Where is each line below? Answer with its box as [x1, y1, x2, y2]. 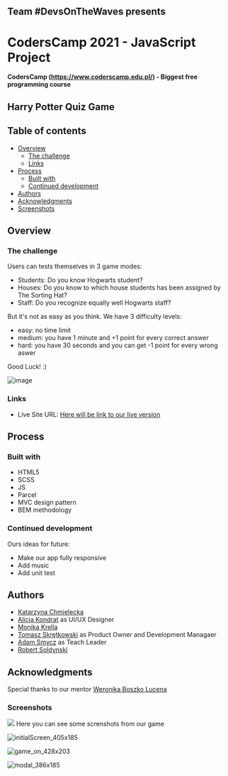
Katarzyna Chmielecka [17, 608, 84, 616]
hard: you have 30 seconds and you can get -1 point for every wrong [17, 341, 218, 350]
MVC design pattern [17, 498, 76, 507]
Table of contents [7, 125, 86, 137]
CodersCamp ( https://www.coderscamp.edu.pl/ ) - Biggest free [7, 72, 198, 81]
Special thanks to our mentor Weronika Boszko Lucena [7, 685, 168, 694]
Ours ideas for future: [7, 540, 70, 548]
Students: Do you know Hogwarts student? [17, 276, 143, 285]
